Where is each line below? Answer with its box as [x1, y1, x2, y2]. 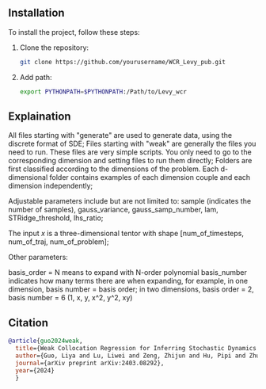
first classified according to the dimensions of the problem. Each [8, 164, 219, 174]
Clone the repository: [19, 43, 89, 52]
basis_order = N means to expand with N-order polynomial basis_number [8, 268, 248, 277]
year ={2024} [15, 366, 55, 375]
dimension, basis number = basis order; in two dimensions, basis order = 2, [8, 284, 255, 294]
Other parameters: [8, 253, 69, 262]
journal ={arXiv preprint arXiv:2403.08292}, [15, 359, 165, 367]
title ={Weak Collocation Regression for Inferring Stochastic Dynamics [15, 345, 257, 353]
